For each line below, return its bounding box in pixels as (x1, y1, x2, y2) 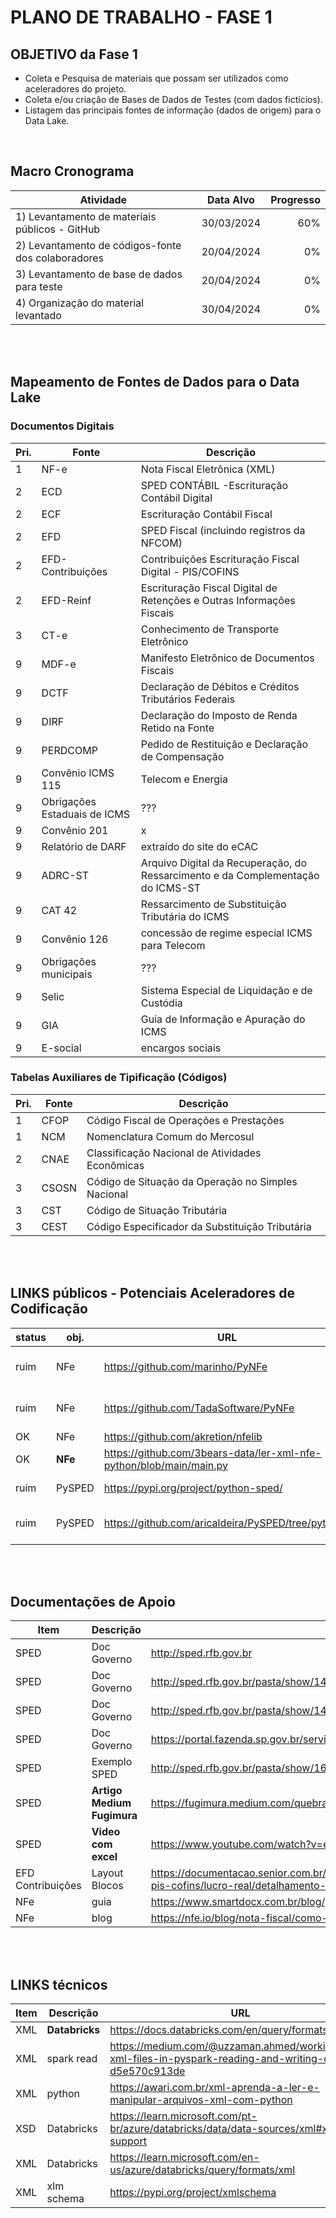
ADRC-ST (41, 868, 90, 882)
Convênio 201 (41, 823, 109, 837)
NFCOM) (140, 536, 183, 550)
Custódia (140, 996, 183, 1010)
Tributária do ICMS (140, 909, 230, 923)
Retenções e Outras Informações (140, 593, 296, 607)
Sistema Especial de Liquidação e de (140, 983, 313, 997)
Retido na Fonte (140, 721, 215, 735)
